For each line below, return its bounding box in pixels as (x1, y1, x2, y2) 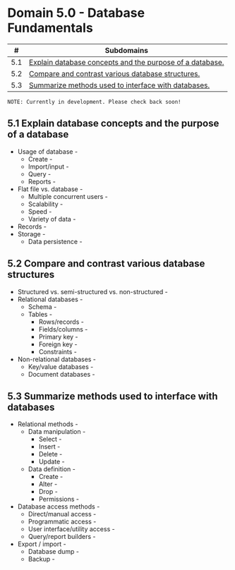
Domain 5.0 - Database (7, 5, 145, 21)
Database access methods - (17, 502, 100, 511)
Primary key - (38, 332, 79, 341)
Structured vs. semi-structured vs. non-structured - (17, 287, 168, 296)
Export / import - (17, 540, 66, 548)
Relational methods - (17, 420, 78, 428)
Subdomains (104, 45, 148, 55)
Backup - (28, 555, 55, 564)
